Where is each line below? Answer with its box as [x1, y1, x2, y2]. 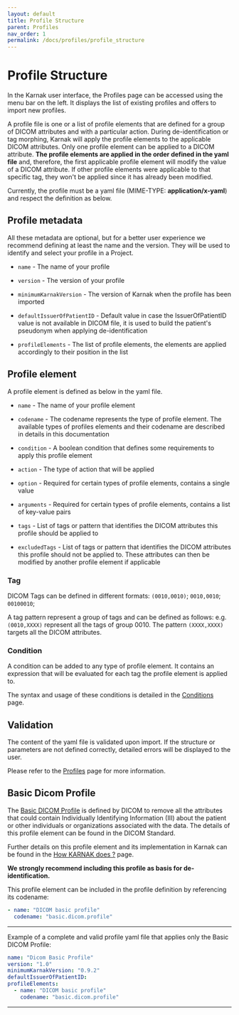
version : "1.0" [7, 960, 53, 967]
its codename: [7, 893, 49, 901]
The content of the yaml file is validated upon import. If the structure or [7, 738, 216, 746]
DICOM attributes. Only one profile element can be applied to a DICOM [7, 143, 215, 151]
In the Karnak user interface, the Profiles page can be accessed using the [7, 91, 223, 100]
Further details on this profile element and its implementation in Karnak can [7, 842, 228, 851]
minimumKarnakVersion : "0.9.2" [7, 967, 100, 974]
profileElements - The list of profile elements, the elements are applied [17, 340, 227, 348]
